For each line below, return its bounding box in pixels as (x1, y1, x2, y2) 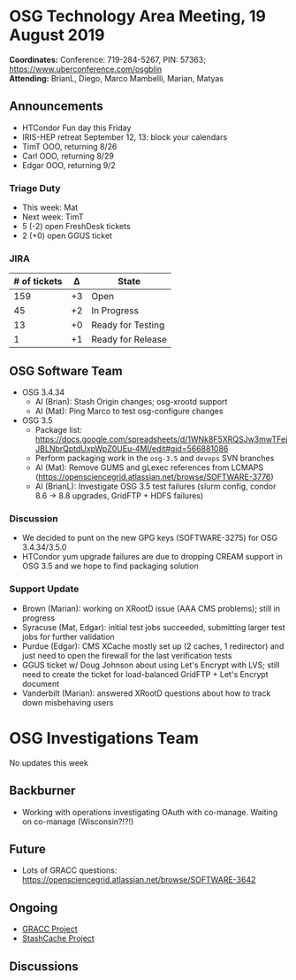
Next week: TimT (21, 212, 84, 222)
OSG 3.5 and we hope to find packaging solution (21, 560, 199, 572)
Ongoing (9, 900, 58, 915)
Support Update (9, 583, 80, 595)
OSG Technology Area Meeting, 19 (9, 6, 267, 27)
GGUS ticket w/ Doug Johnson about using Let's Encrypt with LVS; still (21, 660, 280, 670)
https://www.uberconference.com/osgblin (9, 64, 162, 74)
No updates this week (9, 757, 88, 768)
